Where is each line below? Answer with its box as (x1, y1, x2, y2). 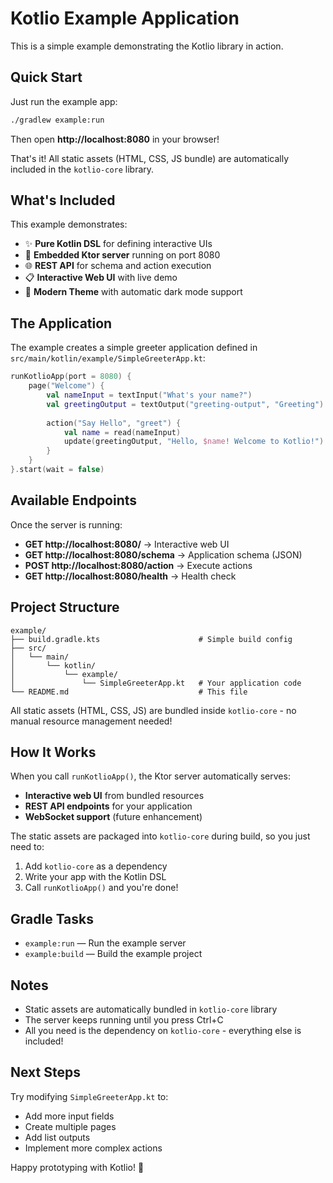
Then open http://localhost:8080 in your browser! (10, 133, 220, 145)
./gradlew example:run (10, 115, 105, 125)
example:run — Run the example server (24, 937, 187, 949)
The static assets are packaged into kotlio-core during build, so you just (10, 830, 311, 842)
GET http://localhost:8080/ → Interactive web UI (24, 538, 230, 550)
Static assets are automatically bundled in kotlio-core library (24, 1003, 278, 1015)
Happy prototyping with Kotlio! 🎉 (10, 1161, 145, 1173)
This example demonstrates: (10, 218, 128, 231)
